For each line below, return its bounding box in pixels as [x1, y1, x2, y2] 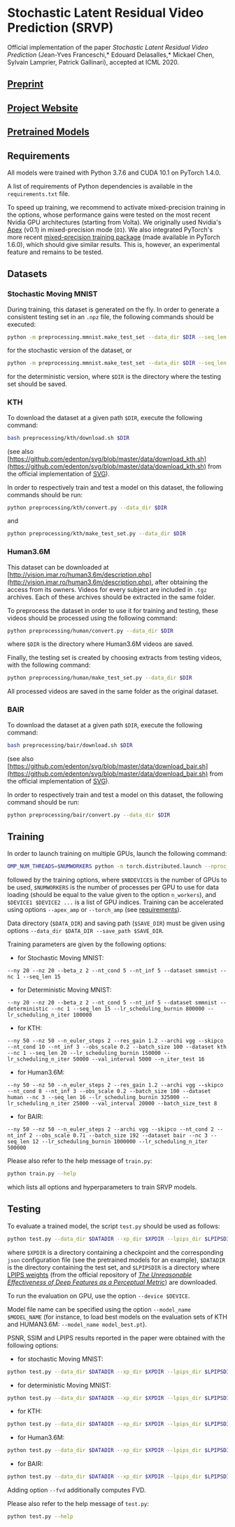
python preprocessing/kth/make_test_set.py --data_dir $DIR [7, 530, 187, 537]
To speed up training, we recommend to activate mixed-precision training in [7, 203, 226, 211]
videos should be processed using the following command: [7, 614, 178, 622]
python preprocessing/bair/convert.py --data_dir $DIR [7, 812, 171, 819]
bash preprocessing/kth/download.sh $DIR [7, 434, 130, 441]
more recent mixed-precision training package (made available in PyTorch [7, 233, 220, 241]
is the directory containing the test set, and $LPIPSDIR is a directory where [7, 1263, 220, 1271]
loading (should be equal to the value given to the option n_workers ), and [7, 891, 217, 899]
